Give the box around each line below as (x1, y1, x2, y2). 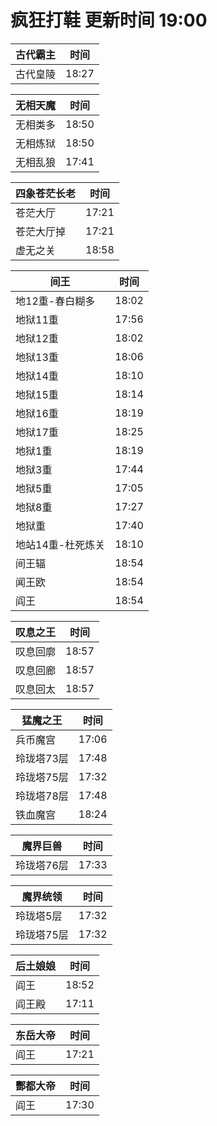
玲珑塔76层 (15, 858, 69, 872)
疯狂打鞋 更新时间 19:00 (10, 9, 208, 32)
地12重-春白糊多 (15, 294, 96, 308)
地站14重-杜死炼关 (15, 537, 106, 551)
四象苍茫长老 (15, 186, 77, 200)
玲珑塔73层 (15, 751, 69, 765)
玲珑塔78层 (15, 789, 69, 803)
